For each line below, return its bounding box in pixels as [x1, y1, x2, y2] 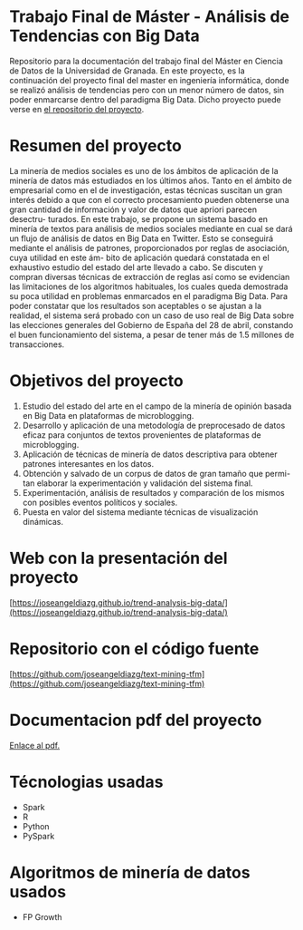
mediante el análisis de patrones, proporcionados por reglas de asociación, [9, 242, 289, 253]
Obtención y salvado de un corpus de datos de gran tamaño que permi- [22, 468, 291, 479]
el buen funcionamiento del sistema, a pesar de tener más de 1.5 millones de [9, 329, 295, 340]
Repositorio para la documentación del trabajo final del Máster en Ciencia [9, 55, 283, 66]
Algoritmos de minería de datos [9, 862, 251, 883]
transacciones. [9, 338, 65, 350]
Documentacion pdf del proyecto [9, 710, 262, 731]
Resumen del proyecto [9, 136, 183, 156]
